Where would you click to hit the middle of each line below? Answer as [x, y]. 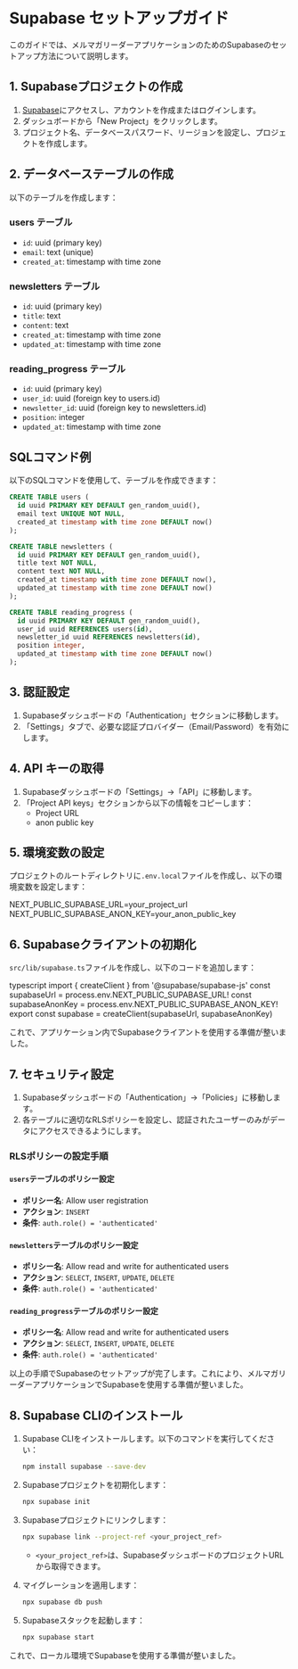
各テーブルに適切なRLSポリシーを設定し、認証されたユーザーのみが [146, 1120]
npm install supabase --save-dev [84, 1467]
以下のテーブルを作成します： [64, 197]
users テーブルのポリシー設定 [62, 1179]
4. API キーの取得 [56, 768]
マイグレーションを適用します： [81, 1585]
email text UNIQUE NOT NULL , [71, 514]
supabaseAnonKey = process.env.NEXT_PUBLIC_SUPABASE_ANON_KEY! [144, 1004]
